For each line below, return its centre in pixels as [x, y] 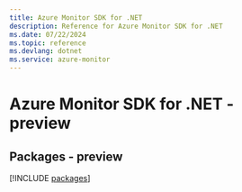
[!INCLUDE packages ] [50, 178]
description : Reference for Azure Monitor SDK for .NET [116, 26]
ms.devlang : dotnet [46, 51]
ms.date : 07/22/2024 [48, 34]
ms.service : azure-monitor [60, 59]
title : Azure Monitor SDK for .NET [76, 18]
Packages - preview [66, 156]
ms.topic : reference [48, 43]
